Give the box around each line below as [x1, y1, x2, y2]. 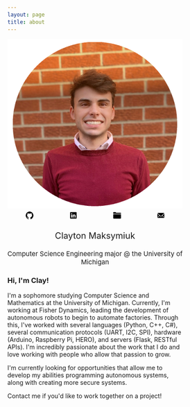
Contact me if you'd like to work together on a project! [7, 392, 162, 400]
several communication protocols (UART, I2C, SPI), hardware [7, 328, 182, 336]
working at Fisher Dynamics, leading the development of [7, 306, 169, 315]
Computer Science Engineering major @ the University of [7, 249, 183, 258]
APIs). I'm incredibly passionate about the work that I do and [7, 343, 180, 352]
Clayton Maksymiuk [54, 230, 136, 241]
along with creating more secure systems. [7, 379, 128, 387]
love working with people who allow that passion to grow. [7, 350, 171, 358]
